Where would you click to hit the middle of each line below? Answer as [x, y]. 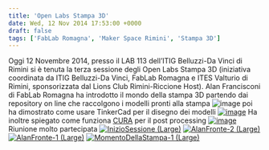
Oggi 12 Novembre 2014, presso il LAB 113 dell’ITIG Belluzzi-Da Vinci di [125, 61]
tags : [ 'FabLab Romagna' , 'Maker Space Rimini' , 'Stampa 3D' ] [114, 38]
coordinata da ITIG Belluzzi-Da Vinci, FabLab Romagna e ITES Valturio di [128, 78]
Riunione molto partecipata [53, 129]
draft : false [30, 30]
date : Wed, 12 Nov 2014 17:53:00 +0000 [75, 23]
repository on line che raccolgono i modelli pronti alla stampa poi [130, 103]
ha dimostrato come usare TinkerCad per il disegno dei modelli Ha [133, 112]
